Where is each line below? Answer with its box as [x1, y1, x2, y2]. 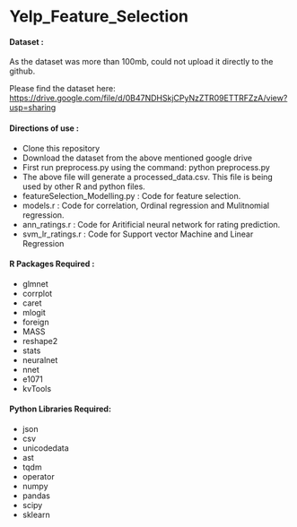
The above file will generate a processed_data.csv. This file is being [22, 171, 274, 182]
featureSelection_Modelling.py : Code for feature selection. [22, 190, 241, 201]
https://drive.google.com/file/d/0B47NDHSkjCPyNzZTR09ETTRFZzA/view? [9, 92, 288, 104]
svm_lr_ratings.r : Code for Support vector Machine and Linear [22, 229, 254, 239]
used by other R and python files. [22, 181, 145, 192]
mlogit [22, 307, 47, 317]
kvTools [22, 383, 52, 393]
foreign [22, 316, 49, 327]
